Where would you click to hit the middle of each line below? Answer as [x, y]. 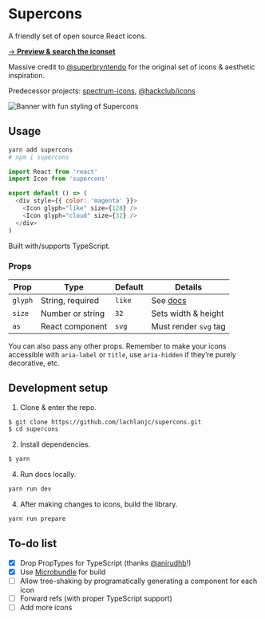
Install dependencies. [55, 444]
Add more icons [46, 608]
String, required [70, 300]
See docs [169, 300]
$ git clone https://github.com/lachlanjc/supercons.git [105, 422]
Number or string [73, 313]
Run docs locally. [48, 475]
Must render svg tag [188, 326]
